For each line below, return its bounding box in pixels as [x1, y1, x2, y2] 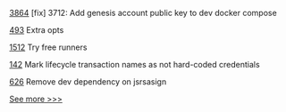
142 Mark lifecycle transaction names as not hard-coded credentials [9, 60, 261, 69]
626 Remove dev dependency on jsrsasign [9, 76, 167, 87]
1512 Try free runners [9, 42, 88, 52]
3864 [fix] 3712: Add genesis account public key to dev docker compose [9, 8, 277, 18]
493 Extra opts [9, 25, 64, 35]
